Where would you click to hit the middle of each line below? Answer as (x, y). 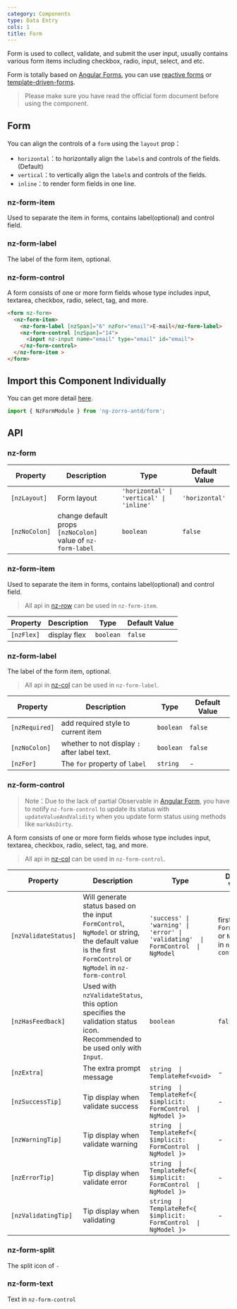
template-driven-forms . (41, 83)
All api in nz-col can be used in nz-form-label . (92, 685)
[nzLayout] (29, 498)
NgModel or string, (111, 933)
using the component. (56, 104)
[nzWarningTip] (36, 1140)
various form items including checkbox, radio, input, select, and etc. (106, 61)
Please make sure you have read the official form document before (122, 96)
